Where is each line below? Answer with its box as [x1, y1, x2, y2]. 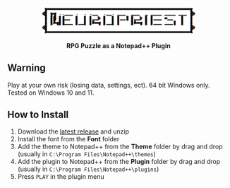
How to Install [7, 108, 69, 120]
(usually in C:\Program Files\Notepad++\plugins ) [17, 165, 159, 173]
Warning [7, 62, 46, 74]
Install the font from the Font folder [17, 135, 120, 143]
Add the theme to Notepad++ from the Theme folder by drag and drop [17, 142, 224, 151]
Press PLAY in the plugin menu [17, 172, 104, 181]
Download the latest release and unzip [17, 127, 129, 136]
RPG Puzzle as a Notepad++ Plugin [66, 41, 171, 49]
